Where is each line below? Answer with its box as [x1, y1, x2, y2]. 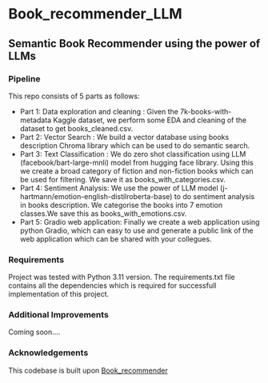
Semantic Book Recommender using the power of [8, 37, 261, 50]
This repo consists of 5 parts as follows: [8, 91, 140, 101]
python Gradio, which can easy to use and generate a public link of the [19, 225, 254, 235]
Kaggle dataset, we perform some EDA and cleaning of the [53, 115, 246, 125]
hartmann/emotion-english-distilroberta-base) [19, 191, 173, 201]
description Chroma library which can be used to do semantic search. [19, 141, 250, 150]
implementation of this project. [8, 289, 110, 299]
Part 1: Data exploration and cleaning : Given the [19, 106, 178, 116]
